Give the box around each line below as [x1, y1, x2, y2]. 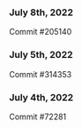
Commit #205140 [9, 27, 72, 37]
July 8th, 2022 [9, 6, 73, 19]
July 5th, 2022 [9, 49, 73, 61]
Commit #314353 [9, 69, 72, 79]
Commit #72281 [9, 111, 67, 122]
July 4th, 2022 [9, 91, 74, 103]
